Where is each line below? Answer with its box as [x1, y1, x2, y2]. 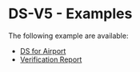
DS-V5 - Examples [8, 5, 133, 23]
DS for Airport [19, 46, 66, 55]
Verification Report [19, 55, 82, 64]
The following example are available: [8, 31, 129, 40]
